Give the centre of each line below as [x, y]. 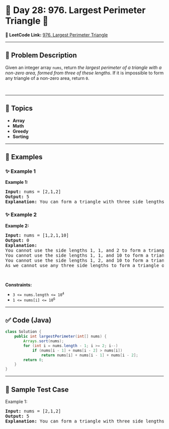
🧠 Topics [19, 108]
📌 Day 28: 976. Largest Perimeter [75, 10]
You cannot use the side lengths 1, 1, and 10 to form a [77, 255]
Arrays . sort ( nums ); [44, 341]
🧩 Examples [24, 157]
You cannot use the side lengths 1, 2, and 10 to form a [77, 260]
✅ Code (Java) [28, 320]
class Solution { [23, 332]
